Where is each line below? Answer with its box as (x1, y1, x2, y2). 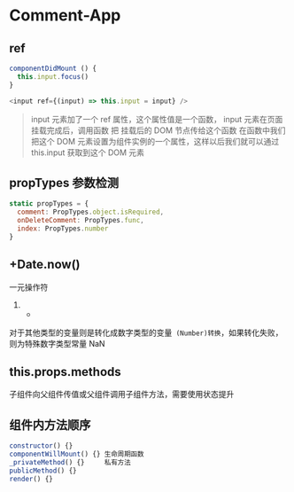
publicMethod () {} (9, 466, 77, 475)
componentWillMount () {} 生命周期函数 (9, 449, 144, 458)
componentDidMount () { (9, 64, 97, 73)
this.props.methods (9, 364, 121, 379)
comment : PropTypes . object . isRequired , (17, 207, 165, 217)
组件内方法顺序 (9, 418, 91, 433)
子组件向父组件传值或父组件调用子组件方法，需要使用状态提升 (9, 389, 235, 400)
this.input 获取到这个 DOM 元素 (30, 147, 144, 158)
